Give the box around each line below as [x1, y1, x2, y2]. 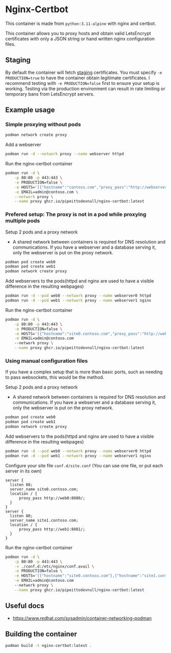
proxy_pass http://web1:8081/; [18, 526, 85, 532]
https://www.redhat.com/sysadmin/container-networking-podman [12, 615, 152, 621]
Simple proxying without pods [5, 121, 81, 128]
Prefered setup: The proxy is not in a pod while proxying [5, 211, 147, 218]
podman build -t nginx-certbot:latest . [5, 643, 93, 648]
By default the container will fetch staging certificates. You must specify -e [5, 69, 162, 75]
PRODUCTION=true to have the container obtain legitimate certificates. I [5, 75, 150, 81]
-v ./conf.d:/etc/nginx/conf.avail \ [14, 563, 95, 569]
